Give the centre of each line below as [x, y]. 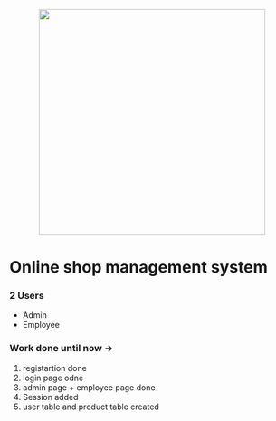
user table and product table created [91, 407]
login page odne [53, 378]
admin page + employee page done [89, 387]
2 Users [27, 296]
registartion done [55, 368]
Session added [50, 397]
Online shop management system [139, 268]
